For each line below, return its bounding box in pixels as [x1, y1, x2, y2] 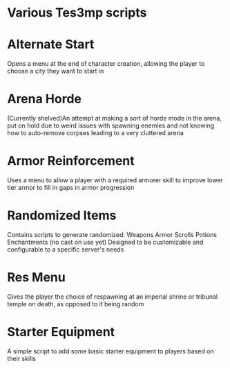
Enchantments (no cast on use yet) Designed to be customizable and [7, 238, 204, 246]
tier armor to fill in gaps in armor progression [7, 184, 135, 191]
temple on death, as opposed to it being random [7, 299, 144, 308]
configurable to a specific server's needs [7, 245, 124, 254]
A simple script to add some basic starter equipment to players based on [7, 347, 214, 355]
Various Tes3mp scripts [7, 5, 147, 21]
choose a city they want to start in [7, 67, 104, 76]
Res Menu [7, 270, 66, 286]
